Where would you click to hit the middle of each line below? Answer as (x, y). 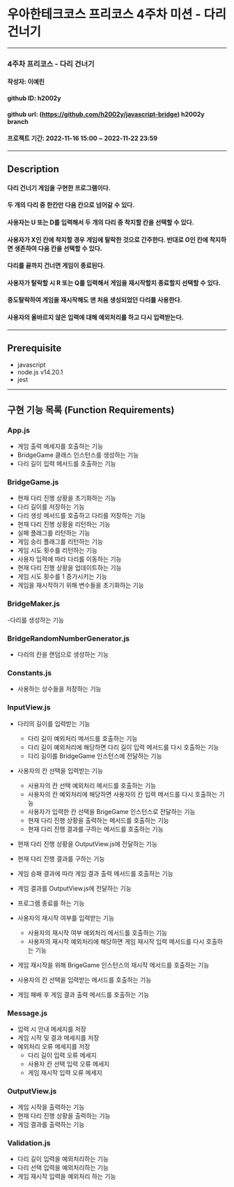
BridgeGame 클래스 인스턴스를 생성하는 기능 (78, 455)
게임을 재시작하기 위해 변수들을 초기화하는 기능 (80, 585)
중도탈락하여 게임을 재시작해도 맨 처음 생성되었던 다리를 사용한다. (95, 300)
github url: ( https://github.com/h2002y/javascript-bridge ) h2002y (106, 114)
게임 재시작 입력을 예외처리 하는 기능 (67, 1177)
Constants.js (30, 673)
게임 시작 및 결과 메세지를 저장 (58, 1037)
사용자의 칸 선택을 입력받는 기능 (60, 770)
